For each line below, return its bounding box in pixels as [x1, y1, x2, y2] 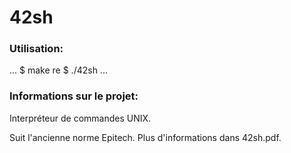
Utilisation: [9, 42, 64, 56]
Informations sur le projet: [9, 89, 139, 103]
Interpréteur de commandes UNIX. [9, 112, 152, 124]
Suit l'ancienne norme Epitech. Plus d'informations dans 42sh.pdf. [9, 131, 282, 143]
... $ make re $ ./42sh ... [9, 64, 108, 76]
